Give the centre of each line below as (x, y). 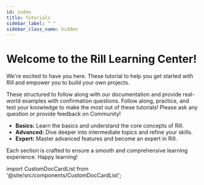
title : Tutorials (28, 18)
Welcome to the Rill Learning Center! (102, 59)
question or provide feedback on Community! (64, 114)
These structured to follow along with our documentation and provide (94, 95)
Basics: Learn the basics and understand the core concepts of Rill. (100, 126)
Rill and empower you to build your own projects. (68, 82)
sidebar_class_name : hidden (42, 29)
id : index (19, 12)
